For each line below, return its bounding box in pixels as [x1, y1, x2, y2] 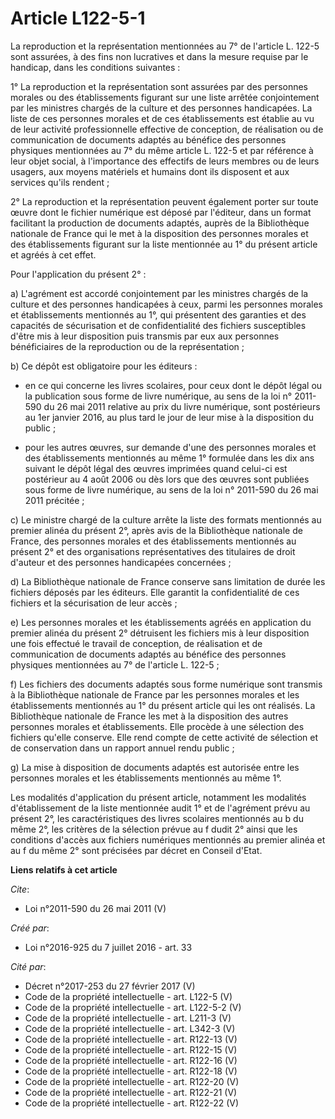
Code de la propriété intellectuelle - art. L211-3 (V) [24, 1012, 232, 1024]
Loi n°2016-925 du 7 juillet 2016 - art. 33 [24, 941, 193, 953]
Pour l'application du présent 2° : [10, 268, 147, 280]
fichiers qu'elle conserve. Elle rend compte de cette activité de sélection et [10, 731, 319, 743]
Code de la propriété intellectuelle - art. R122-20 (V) [24, 1075, 240, 1087]
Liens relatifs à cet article [10, 863, 118, 876]
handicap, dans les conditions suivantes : [10, 61, 181, 73]
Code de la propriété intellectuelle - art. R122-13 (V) [24, 1033, 238, 1045]
